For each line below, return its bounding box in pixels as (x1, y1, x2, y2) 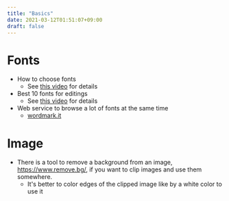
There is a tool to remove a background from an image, (16, 158, 173, 167)
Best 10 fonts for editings (16, 90, 88, 98)
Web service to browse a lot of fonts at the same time (16, 104, 169, 113)
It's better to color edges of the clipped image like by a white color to (27, 180, 223, 189)
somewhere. (16, 173, 53, 181)
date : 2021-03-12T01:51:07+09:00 (7, 16, 103, 23)
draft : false (7, 23, 45, 29)
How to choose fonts (16, 75, 77, 83)
